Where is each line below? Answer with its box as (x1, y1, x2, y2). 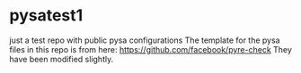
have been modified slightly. (9, 53, 114, 64)
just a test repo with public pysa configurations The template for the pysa (9, 35, 280, 45)
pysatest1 (9, 5, 84, 26)
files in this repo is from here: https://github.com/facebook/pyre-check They (9, 44, 292, 54)
